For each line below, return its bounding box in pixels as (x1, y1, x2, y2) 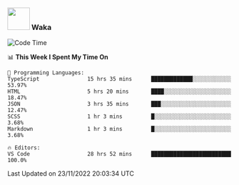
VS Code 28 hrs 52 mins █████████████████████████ (7, 151, 232, 158)
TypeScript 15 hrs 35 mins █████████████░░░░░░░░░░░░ (7, 76, 232, 83)
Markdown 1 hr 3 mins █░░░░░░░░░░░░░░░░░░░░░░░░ (7, 126, 232, 133)
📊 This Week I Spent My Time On (7, 53, 108, 61)
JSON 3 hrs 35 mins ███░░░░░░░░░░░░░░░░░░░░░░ (7, 101, 232, 108)
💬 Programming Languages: (7, 69, 84, 76)
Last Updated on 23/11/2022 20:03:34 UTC (7, 169, 134, 178)
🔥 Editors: (7, 144, 41, 151)
